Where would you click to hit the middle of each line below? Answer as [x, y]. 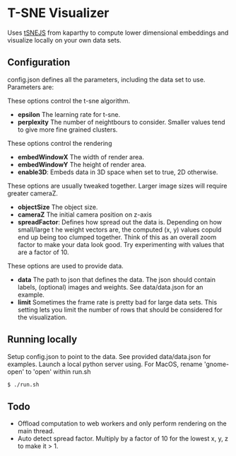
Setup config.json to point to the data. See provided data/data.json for [109, 356]
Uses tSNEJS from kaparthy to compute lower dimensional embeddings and [118, 33]
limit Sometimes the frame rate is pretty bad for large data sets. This [117, 302]
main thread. [36, 431]
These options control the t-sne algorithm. [69, 101]
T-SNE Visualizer [58, 13]
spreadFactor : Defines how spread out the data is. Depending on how [120, 222]
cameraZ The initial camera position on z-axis [84, 215]
